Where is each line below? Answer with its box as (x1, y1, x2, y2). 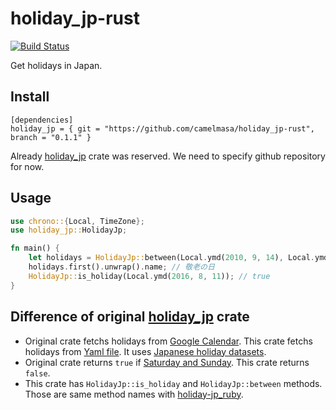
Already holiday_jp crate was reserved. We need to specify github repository (10, 150, 326, 162)
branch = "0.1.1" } (10, 132, 92, 142)
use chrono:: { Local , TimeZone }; (10, 216, 145, 226)
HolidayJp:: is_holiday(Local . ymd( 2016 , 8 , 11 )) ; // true (28, 271, 271, 281)
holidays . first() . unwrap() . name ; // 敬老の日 (28, 262, 215, 272)
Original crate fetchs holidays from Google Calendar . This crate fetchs (24, 335, 313, 347)
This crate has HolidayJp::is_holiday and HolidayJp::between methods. (24, 377, 323, 389)
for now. (10, 160, 45, 172)
